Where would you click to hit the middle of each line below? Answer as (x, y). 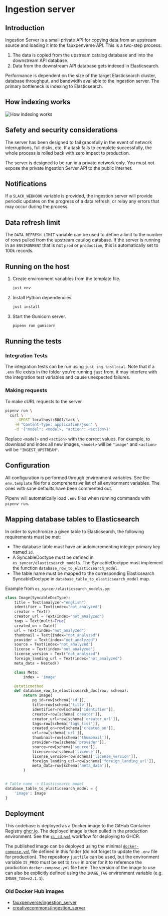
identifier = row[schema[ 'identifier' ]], (73, 709)
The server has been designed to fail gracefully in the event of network (78, 142)
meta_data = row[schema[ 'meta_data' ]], (71, 766)
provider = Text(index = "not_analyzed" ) (56, 640)
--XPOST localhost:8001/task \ (47, 420)
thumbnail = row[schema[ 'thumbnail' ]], (71, 738)
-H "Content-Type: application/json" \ (56, 425)
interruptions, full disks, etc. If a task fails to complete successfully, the (78, 148)
